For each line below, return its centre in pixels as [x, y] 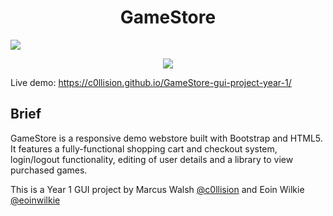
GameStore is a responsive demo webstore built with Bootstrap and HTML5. [166, 138]
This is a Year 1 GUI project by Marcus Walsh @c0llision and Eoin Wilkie [157, 189]
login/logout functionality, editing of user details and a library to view [152, 159]
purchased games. [49, 170]
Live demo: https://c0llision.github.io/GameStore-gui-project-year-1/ [151, 82]
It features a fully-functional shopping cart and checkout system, [144, 148]
